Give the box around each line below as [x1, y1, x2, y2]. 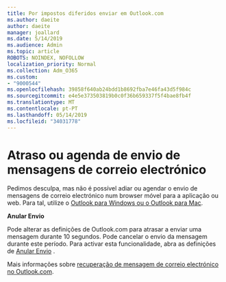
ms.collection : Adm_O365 [7, 67, 78, 74]
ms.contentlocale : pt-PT [7, 105, 78, 112]
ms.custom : [7, 73, 38, 81]
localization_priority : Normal [7, 61, 97, 68]
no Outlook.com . [7, 268, 54, 276]
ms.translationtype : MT [7, 99, 75, 106]
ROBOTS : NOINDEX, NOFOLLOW [7, 55, 84, 61]
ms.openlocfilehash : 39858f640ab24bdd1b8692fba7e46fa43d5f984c [7, 86, 192, 93]
